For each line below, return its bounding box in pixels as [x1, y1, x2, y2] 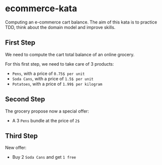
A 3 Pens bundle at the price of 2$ [12, 118, 80, 123]
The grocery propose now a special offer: [5, 108, 89, 114]
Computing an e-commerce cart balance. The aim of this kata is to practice [5, 19, 157, 25]
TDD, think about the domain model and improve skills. [5, 24, 116, 30]
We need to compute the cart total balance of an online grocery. [5, 51, 135, 57]
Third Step [5, 132, 38, 140]
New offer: [5, 145, 27, 151]
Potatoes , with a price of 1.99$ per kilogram [12, 81, 103, 87]
